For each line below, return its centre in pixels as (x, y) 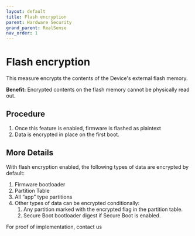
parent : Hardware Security (39, 22)
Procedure (26, 114)
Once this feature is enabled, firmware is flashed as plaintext (88, 128)
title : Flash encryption (36, 17)
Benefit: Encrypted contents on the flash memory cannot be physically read (98, 90)
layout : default (26, 11)
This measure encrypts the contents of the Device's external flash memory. (97, 78)
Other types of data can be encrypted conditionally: (77, 203)
